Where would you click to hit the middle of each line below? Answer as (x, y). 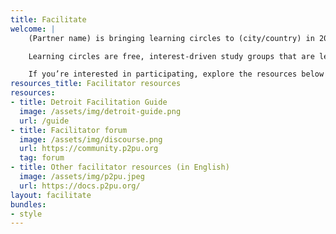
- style (26, 214)
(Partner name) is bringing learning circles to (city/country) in (171, 38)
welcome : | (33, 29)
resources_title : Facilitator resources (96, 84)
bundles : (28, 204)
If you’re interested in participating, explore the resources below (176, 74)
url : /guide (44, 121)
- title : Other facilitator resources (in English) (120, 167)
